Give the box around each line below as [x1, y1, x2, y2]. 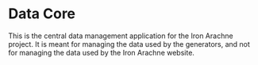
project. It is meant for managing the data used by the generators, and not [8, 39, 250, 48]
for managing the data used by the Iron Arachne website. [8, 48, 194, 57]
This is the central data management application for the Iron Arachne [8, 31, 233, 40]
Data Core [8, 5, 76, 23]
